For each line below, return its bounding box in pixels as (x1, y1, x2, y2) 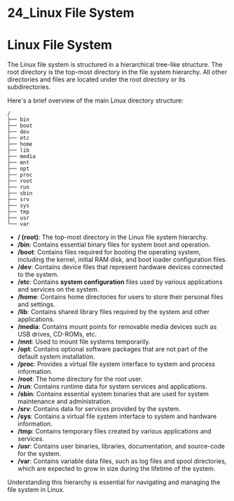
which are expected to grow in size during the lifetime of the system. (17, 464, 216, 473)
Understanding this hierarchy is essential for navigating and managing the (7, 478, 221, 486)
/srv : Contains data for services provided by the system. (17, 405, 181, 413)
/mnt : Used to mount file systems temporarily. (17, 337, 151, 346)
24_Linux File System (7, 5, 135, 21)
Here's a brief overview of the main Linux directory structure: (7, 96, 184, 105)
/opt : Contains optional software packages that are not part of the (17, 345, 208, 353)
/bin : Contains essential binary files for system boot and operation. (17, 240, 211, 249)
